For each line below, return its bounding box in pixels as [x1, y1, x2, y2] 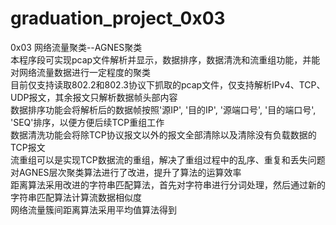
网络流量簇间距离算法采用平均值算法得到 [10, 203, 177, 216]
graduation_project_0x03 [10, 7, 226, 30]
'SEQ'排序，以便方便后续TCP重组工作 [10, 116, 165, 128]
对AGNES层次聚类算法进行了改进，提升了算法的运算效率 [10, 166, 242, 178]
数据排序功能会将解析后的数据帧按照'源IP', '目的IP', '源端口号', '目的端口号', [10, 103, 317, 116]
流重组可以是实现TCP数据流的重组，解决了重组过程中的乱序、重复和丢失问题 [10, 153, 326, 166]
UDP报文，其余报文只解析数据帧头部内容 [10, 91, 178, 103]
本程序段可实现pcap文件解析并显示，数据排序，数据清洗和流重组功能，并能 [10, 53, 321, 66]
